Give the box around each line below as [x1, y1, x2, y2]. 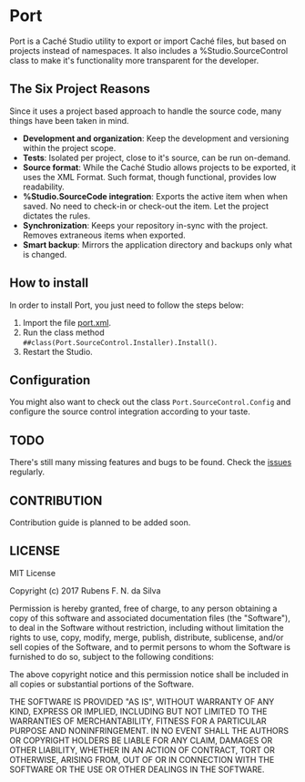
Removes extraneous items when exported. [22, 229, 186, 240]
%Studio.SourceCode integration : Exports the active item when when [22, 190, 289, 201]
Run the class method [22, 327, 105, 338]
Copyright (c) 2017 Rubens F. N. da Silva [9, 584, 161, 596]
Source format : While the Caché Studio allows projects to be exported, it [22, 161, 297, 173]
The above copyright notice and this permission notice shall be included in [9, 668, 289, 679]
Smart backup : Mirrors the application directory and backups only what [22, 239, 293, 250]
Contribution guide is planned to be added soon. [9, 517, 191, 528]
